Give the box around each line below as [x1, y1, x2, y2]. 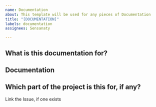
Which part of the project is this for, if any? [5, 83, 141, 91]
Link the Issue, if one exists [5, 96, 61, 102]
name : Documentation [5, 7, 48, 12]
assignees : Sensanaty [5, 26, 50, 31]
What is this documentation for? [5, 48, 108, 57]
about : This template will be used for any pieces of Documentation [5, 12, 151, 17]
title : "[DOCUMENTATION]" [5, 16, 59, 21]
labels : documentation [5, 21, 52, 26]
